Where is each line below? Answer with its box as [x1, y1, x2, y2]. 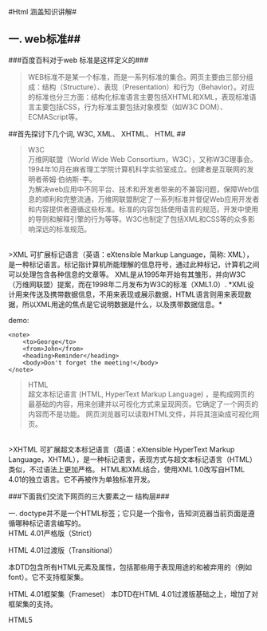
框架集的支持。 [8, 599, 57, 609]
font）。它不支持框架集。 [8, 572, 88, 582]
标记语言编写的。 [29, 518, 85, 528]
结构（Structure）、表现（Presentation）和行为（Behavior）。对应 [41, 82, 255, 92]
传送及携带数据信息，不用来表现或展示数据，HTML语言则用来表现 [29, 290, 245, 299]
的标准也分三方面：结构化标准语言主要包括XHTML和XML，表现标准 [27, 92, 249, 101]
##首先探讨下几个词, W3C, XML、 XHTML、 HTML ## [8, 128, 186, 138]
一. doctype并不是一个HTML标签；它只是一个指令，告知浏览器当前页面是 [8, 508, 249, 518]
